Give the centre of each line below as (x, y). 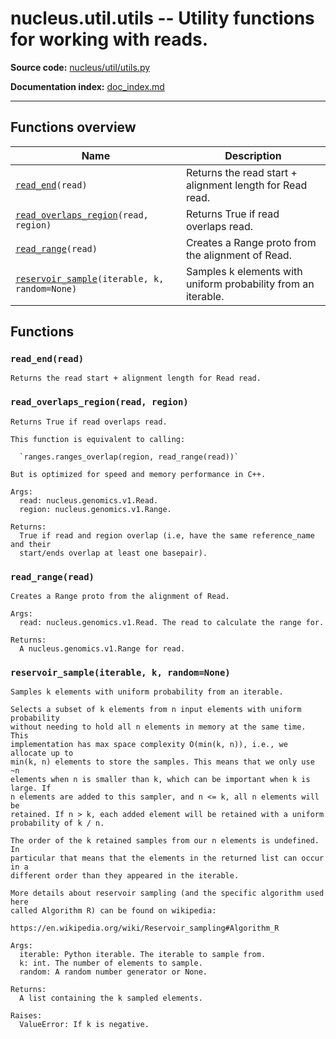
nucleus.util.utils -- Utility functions (162, 18)
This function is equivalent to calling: (98, 439)
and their (31, 544)
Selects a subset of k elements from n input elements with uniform (156, 710)
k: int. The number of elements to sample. (111, 963)
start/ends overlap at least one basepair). (113, 553)
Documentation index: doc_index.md (87, 86)
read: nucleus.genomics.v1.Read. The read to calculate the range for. (172, 623)
